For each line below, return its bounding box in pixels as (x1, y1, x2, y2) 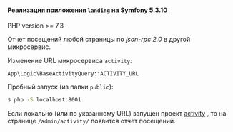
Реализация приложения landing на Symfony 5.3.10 (7, 6, 168, 14)
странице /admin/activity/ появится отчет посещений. (7, 117, 177, 126)
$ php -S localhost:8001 (7, 97, 81, 104)
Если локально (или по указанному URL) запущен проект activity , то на (7, 109, 227, 118)
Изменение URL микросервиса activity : (7, 57, 132, 65)
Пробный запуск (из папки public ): (7, 82, 114, 92)
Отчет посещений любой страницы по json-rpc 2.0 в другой (7, 35, 191, 44)
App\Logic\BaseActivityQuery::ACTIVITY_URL (7, 70, 139, 77)
